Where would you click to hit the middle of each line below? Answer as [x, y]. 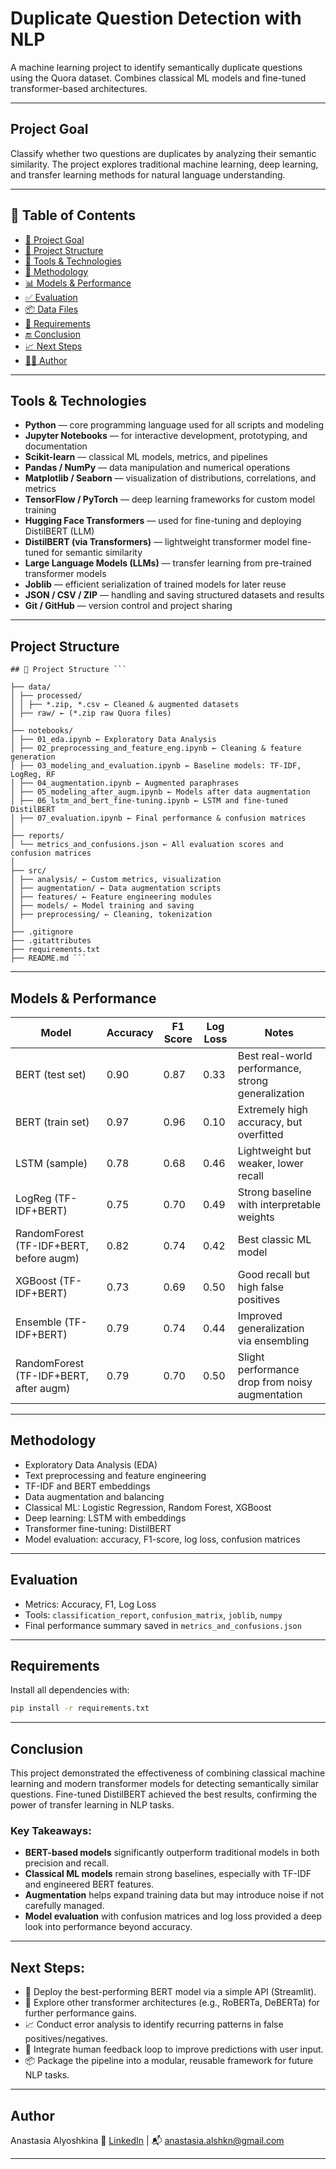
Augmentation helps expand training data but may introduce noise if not [174, 1895]
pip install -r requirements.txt [80, 1708]
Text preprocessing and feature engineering [115, 1475]
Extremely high [273, 1109]
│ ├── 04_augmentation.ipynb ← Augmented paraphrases [125, 783]
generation [33, 757]
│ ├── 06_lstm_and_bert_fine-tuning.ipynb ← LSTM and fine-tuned [149, 801]
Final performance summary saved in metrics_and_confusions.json [163, 1625]
